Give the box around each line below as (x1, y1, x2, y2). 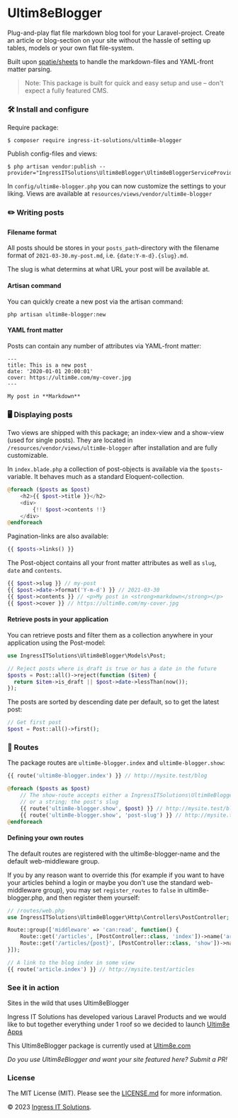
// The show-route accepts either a (20, 792, 129, 799)
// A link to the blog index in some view (7, 959, 135, 966)
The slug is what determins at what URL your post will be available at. (7, 265, 210, 274)
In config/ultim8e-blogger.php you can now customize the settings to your (7, 182, 227, 190)
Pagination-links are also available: (7, 532, 109, 541)
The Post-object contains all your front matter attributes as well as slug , (7, 559, 217, 567)
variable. (7, 473, 33, 481)
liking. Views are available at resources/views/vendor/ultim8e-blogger (7, 190, 212, 198)
